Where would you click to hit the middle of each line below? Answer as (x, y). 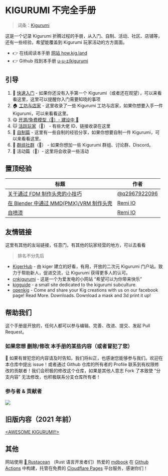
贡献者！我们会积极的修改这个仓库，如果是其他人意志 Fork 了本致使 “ (85, 371)
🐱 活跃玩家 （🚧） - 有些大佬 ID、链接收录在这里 (61, 126)
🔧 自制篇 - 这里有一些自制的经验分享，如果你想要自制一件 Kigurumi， (84, 132)
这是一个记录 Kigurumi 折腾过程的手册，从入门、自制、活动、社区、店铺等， (84, 36)
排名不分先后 (31, 256)
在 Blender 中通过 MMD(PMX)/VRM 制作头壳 (60, 203)
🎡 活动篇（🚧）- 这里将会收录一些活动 (51, 151)
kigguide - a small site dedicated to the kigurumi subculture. (74, 285)
